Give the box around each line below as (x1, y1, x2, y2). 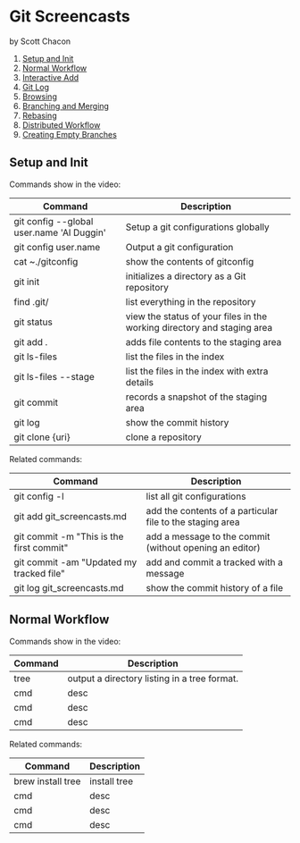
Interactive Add (21, 72, 79, 82)
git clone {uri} (13, 431, 71, 443)
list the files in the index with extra (125, 365, 269, 377)
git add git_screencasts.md (13, 510, 128, 522)
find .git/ (13, 295, 49, 308)
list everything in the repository (125, 295, 256, 308)
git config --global (13, 215, 94, 227)
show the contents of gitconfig (125, 255, 254, 267)
